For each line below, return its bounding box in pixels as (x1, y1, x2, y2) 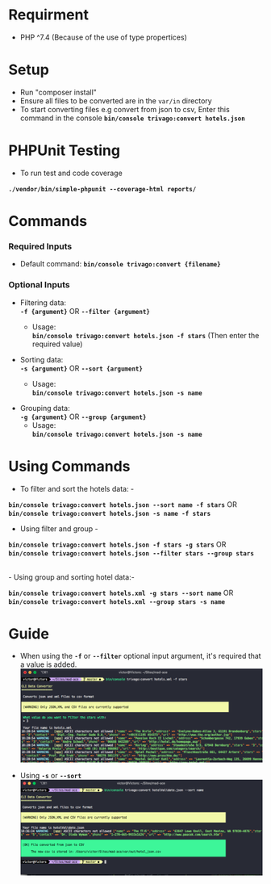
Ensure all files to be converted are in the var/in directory (19, 95, 212, 106)
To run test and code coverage (19, 168, 123, 178)
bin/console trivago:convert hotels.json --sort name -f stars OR (8, 499, 238, 509)
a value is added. (19, 660, 77, 669)
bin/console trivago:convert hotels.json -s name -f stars (8, 509, 211, 517)
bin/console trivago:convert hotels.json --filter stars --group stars (8, 549, 254, 558)
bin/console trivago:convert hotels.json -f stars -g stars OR (8, 539, 227, 549)
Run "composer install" (19, 87, 97, 97)
